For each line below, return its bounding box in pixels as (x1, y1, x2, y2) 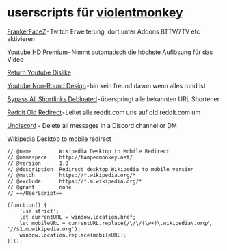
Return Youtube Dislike (7, 68, 72, 77)
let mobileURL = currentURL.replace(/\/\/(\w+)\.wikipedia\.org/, (19, 220, 213, 226)
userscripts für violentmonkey (7, 5, 183, 21)
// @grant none (7, 183, 72, 191)
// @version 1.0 (7, 159, 69, 167)
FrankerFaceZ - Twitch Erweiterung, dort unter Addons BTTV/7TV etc (7, 27, 200, 36)
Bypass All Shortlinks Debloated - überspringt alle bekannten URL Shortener (7, 94, 220, 103)
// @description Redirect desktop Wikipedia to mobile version (7, 166, 194, 172)
